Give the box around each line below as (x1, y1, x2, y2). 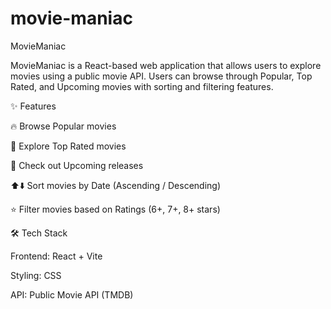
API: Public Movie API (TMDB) (10, 288, 134, 301)
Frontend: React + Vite (10, 250, 103, 262)
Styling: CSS (10, 269, 62, 281)
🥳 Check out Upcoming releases (10, 159, 144, 171)
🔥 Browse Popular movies (10, 120, 117, 132)
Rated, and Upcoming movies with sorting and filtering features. (10, 80, 274, 92)
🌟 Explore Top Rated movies (10, 140, 127, 152)
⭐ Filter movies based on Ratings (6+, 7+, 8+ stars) (10, 203, 221, 215)
